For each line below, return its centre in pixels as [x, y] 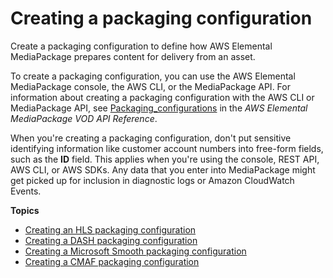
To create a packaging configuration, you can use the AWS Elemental [153, 76]
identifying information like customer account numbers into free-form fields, [167, 148]
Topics [25, 210]
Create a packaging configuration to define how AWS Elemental [141, 46]
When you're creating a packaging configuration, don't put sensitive [151, 138]
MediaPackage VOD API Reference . [84, 118]
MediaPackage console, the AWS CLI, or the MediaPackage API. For [150, 86]
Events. [26, 191]
